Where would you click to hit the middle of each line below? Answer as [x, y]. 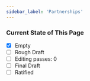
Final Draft [27, 66]
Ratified [24, 73]
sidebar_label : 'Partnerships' [45, 12]
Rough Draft [29, 52]
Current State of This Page [45, 32]
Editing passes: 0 [36, 59]
